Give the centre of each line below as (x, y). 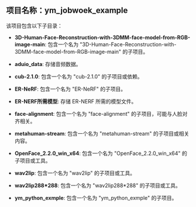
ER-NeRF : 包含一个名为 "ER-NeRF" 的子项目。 (70, 89)
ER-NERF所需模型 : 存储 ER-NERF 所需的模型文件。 (75, 101)
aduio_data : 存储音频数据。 (48, 64)
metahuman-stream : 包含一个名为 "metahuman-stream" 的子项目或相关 (102, 133)
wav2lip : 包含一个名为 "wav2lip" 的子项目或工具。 (75, 173)
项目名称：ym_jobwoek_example (67, 11)
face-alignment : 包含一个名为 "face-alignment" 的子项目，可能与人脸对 (101, 113)
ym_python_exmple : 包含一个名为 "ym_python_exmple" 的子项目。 (96, 198)
